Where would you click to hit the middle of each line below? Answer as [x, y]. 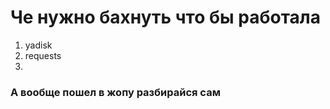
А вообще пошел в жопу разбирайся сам [115, 92]
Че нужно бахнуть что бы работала [165, 17]
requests [43, 55]
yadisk [38, 45]
